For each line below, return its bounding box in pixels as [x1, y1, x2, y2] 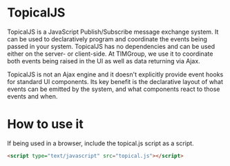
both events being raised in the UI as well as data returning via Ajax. [7, 56, 200, 65]
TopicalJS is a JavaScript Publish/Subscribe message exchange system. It [7, 28, 219, 36]
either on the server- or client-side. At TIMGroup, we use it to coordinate [7, 50, 213, 58]
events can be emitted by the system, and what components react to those [7, 85, 220, 93]
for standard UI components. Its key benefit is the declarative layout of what [7, 77, 223, 85]
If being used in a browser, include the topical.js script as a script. [7, 139, 195, 147]
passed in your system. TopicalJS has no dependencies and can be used [7, 42, 215, 50]
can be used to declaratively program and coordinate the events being [7, 34, 207, 43]
